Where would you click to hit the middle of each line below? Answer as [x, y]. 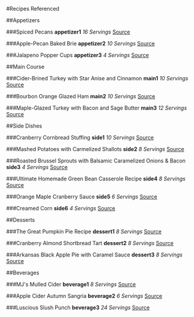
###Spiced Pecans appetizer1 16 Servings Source [68, 32]
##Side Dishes [24, 126]
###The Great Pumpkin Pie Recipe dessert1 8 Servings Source [84, 231]
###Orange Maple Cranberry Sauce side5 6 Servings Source [82, 197]
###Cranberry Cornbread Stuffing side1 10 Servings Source [80, 138]
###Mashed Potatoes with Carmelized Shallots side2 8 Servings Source [95, 149]
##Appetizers [23, 20]
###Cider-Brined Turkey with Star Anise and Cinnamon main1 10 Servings [97, 78]
